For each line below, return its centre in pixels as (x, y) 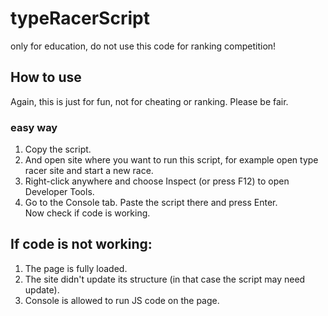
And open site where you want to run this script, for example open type (171, 160)
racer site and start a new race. (89, 171)
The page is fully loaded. (76, 268)
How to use (46, 77)
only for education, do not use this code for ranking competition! (143, 46)
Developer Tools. (59, 192)
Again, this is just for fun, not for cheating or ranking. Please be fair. (149, 101)
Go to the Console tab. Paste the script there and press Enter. (151, 203)
